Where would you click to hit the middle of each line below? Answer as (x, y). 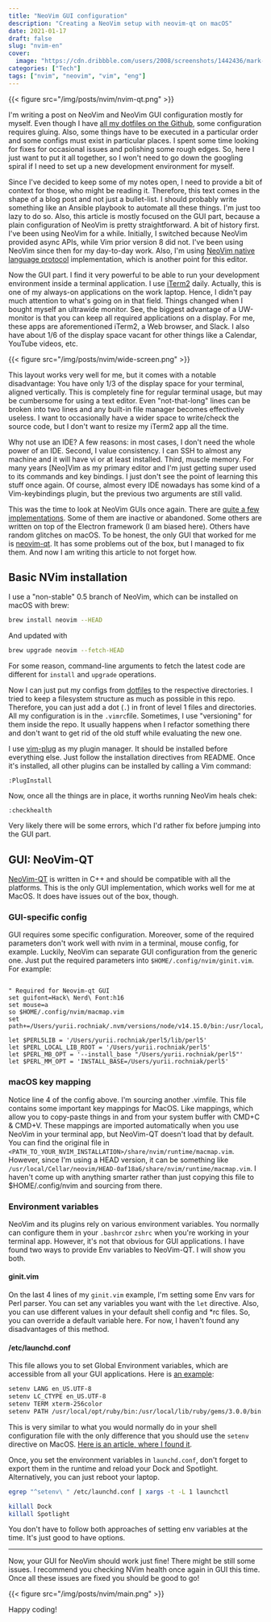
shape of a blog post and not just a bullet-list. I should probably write (123, 199)
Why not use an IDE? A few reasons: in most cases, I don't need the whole (132, 442)
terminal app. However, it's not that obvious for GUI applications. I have (126, 1241)
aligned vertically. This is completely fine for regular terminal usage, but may (135, 392)
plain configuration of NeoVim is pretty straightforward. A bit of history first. (134, 225)
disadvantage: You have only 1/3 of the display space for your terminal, (126, 383)
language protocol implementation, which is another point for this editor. (128, 259)
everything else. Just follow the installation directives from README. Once (132, 757)
